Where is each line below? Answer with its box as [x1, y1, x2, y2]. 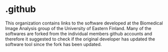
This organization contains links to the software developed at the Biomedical [5, 20, 163, 26]
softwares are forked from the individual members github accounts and [5, 30, 152, 36]
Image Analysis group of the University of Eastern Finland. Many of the [5, 25, 152, 31]
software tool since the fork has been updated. [5, 41, 102, 47]
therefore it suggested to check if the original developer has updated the [5, 36, 155, 42]
